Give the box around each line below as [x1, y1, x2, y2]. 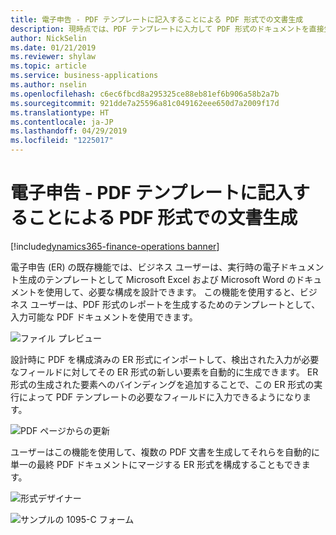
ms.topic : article [10, 61, 87, 71]
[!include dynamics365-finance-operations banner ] [10, 240, 220, 252]
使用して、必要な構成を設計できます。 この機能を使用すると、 [44, 286, 300, 298]
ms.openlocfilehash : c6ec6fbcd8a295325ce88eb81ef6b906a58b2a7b [10, 89, 280, 99]
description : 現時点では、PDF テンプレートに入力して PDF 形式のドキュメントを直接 [10, 24, 325, 34]
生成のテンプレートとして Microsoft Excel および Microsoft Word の [18, 273, 297, 285]
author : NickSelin [10, 33, 87, 43]
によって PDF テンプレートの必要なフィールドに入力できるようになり [18, 391, 303, 403]
